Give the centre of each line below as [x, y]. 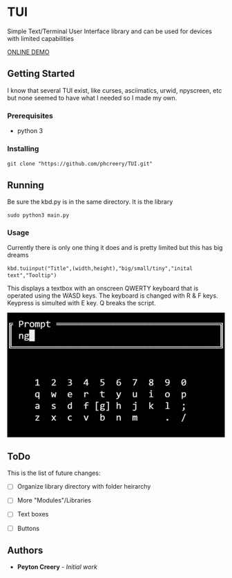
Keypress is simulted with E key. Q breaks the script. [82, 303]
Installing [23, 148]
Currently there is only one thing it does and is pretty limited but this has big [115, 248]
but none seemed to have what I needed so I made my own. [92, 98]
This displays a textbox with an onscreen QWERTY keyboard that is [103, 289]
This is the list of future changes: [54, 473]
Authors [25, 550]
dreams [18, 255]
